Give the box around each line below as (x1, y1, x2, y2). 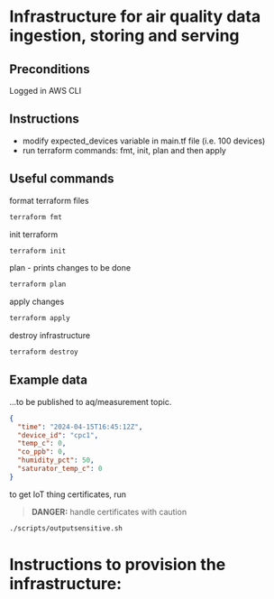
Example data (9, 373, 88, 388)
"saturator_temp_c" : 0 (17, 465, 103, 474)
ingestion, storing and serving (9, 25, 241, 46)
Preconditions (9, 61, 90, 77)
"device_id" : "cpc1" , (17, 430, 99, 439)
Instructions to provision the (9, 554, 226, 575)
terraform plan (9, 280, 67, 290)
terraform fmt (9, 212, 63, 222)
